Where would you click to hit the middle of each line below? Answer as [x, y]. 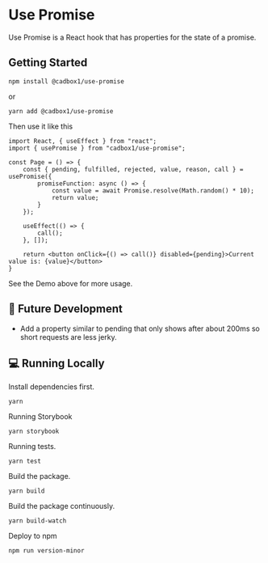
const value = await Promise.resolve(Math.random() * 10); [153, 190]
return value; [75, 197]
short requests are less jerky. [68, 337]
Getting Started [48, 63]
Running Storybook [40, 417]
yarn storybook [34, 432]
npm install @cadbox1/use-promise [67, 81]
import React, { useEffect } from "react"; [83, 141]
